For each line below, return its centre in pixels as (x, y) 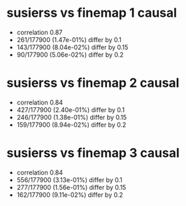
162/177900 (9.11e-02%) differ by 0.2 (70, 195)
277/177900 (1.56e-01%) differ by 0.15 (71, 187)
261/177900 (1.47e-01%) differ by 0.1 (69, 39)
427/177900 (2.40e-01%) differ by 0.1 (71, 109)
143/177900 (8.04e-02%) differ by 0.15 (72, 47)
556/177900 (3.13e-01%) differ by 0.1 (70, 179)
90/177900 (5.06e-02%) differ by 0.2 (70, 55)
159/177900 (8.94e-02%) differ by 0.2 (71, 125)
